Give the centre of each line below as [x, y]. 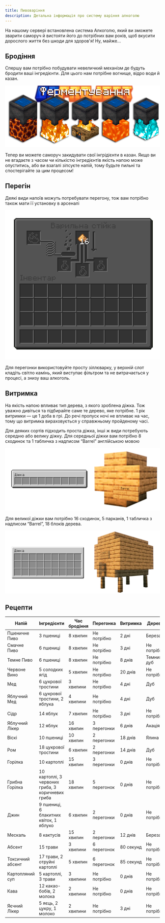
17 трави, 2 [51, 856]
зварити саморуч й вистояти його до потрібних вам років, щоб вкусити [80, 35]
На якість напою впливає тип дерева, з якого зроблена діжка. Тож [75, 405]
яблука [46, 704]
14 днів [128, 750]
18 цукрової [52, 747]
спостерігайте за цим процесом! [39, 171]
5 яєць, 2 [48, 903]
